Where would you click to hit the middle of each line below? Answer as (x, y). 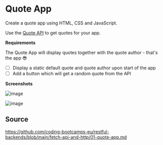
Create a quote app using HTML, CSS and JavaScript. (61, 23)
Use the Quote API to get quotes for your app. (53, 33)
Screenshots (19, 84)
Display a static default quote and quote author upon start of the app (84, 68)
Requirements (21, 42)
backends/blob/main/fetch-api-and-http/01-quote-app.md (66, 137)
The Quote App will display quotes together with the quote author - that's (81, 52)
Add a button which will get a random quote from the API (72, 74)
